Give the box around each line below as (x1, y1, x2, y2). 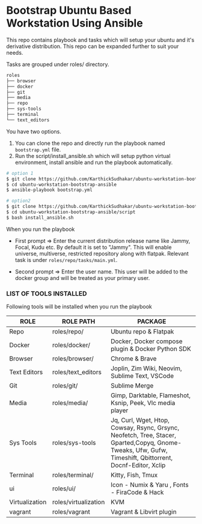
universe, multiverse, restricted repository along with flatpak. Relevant (14, 250, 189, 257)
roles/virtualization (52, 498, 105, 507)
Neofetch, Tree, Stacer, (110, 431, 176, 439)
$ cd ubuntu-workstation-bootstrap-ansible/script (6, 209, 136, 215)
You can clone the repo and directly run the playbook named (14, 139, 165, 147)
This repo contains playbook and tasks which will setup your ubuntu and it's (6, 36, 195, 43)
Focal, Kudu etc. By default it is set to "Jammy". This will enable (14, 243, 172, 251)
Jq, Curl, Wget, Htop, (110, 416, 170, 424)
